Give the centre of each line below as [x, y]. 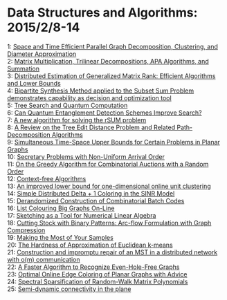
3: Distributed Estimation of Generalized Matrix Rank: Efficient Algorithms [111, 76]
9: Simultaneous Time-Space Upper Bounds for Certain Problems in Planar [113, 142]
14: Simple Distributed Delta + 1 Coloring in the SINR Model [91, 193]
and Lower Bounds [34, 83]
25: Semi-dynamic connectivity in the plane [69, 289]
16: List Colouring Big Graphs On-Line [61, 208]
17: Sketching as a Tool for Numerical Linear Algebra [82, 215]
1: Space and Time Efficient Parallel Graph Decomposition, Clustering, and [112, 46]
